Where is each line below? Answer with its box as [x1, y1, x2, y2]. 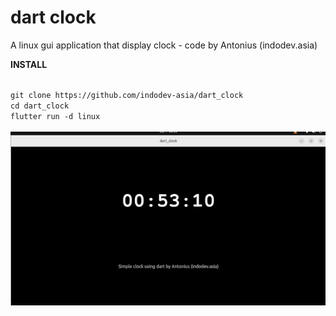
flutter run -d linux [10, 111, 101, 121]
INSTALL [10, 58, 48, 70]
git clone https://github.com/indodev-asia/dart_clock [10, 90, 244, 100]
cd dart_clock [10, 101, 70, 111]
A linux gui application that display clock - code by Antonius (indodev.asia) [10, 39, 318, 51]
